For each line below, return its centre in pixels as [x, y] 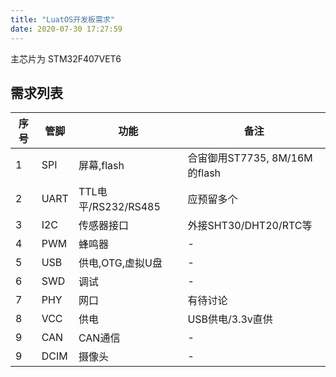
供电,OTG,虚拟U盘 [120, 263]
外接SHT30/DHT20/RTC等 [250, 226]
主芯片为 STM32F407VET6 [66, 58]
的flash [204, 173]
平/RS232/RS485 [119, 207]
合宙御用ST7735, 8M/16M [250, 158]
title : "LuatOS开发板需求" [62, 19]
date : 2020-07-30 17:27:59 [66, 29]
